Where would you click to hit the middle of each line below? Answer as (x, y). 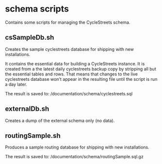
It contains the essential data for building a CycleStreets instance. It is (75, 63)
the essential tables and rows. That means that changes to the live (71, 74)
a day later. (16, 84)
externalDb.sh (27, 109)
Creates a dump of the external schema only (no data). (60, 120)
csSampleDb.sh (30, 37)
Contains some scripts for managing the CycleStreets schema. (68, 22)
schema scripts (37, 9)
